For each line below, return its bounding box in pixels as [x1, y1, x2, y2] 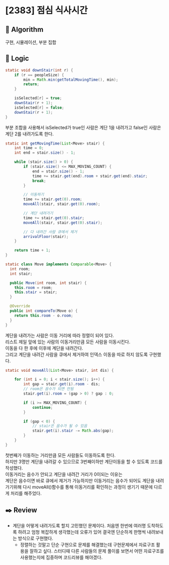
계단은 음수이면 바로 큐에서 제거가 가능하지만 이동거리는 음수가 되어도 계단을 [5, 477, 155, 483]
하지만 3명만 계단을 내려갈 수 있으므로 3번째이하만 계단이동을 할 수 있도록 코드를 [5, 458, 163, 465]
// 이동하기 [23, 192, 44, 197]
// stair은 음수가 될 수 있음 [32, 423, 87, 429]
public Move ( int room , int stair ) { [10, 280, 87, 286]
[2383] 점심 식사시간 [5, 5, 88, 16]
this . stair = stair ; [14, 290, 58, 295]
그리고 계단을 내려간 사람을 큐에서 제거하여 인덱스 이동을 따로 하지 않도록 [5, 351, 148, 358]
